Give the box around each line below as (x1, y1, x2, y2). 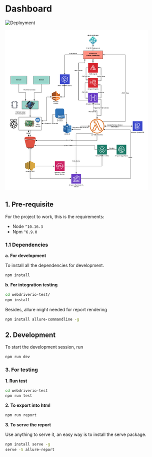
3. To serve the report (5, 422, 51, 428)
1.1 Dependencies (5, 241, 48, 248)
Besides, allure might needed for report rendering (5, 306, 107, 312)
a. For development (5, 253, 46, 259)
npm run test (5, 393, 32, 398)
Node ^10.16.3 (12, 223, 43, 229)
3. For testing (5, 366, 38, 373)
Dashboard (5, 3, 52, 15)
